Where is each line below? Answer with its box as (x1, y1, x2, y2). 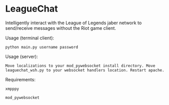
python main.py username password (5, 44, 79, 49)
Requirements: (5, 76, 36, 82)
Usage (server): (5, 54, 38, 60)
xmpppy (5, 86, 19, 91)
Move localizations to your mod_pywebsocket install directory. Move (5, 63, 156, 68)
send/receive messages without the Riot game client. (5, 25, 116, 31)
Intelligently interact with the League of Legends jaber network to (5, 20, 142, 26)
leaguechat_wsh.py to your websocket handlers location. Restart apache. (5, 68, 165, 73)
